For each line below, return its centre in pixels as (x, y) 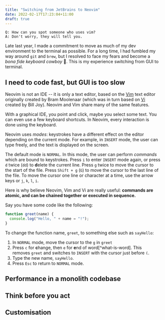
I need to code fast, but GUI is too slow (65, 82)
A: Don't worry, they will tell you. (44, 37)
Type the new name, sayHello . (43, 258)
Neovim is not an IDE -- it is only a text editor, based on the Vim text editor (81, 94)
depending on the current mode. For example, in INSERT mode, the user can (82, 140)
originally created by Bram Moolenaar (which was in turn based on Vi (75, 100)
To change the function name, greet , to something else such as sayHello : (80, 233)
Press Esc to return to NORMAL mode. (48, 263)
